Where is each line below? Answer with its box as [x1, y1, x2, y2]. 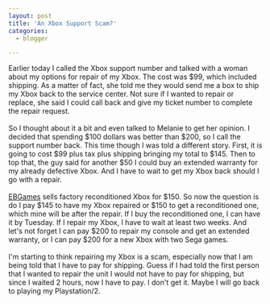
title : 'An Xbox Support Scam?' [8, 19, 117, 27]
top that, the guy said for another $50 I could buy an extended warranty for [8, 158, 258, 168]
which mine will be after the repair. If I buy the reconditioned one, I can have [8, 209, 261, 219]
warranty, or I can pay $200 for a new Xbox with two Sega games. [8, 235, 229, 244]
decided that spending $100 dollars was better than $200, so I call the [8, 132, 241, 142]
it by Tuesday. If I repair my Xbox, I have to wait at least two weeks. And [8, 218, 247, 227]
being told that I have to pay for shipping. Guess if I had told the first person [8, 260, 260, 270]
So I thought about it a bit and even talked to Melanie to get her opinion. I [8, 123, 250, 133]
